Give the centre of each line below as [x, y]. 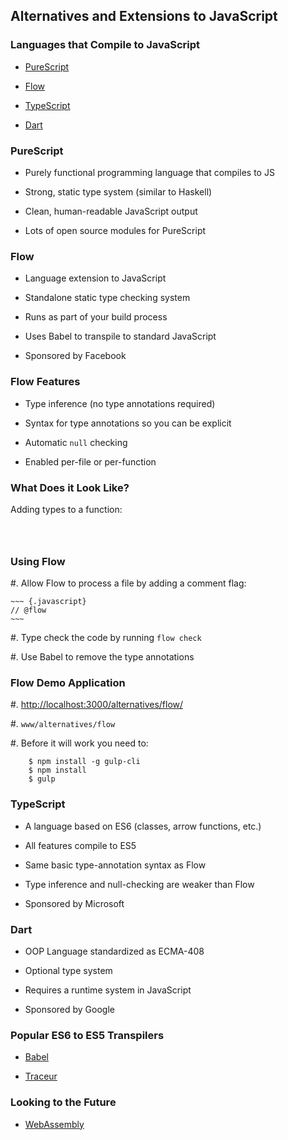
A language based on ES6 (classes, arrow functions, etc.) [143, 826]
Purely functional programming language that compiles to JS [149, 172]
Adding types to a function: [66, 509]
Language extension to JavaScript [95, 278]
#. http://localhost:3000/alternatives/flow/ [97, 705]
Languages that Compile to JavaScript [105, 45]
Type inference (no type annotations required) [120, 403]
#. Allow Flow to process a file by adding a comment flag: [128, 583]
